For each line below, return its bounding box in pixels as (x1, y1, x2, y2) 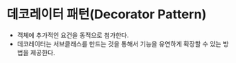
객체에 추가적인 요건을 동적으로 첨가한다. (16, 31, 129, 39)
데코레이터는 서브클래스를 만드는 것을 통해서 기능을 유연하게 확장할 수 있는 (16, 39, 222, 48)
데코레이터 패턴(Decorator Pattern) (6, 6, 207, 22)
